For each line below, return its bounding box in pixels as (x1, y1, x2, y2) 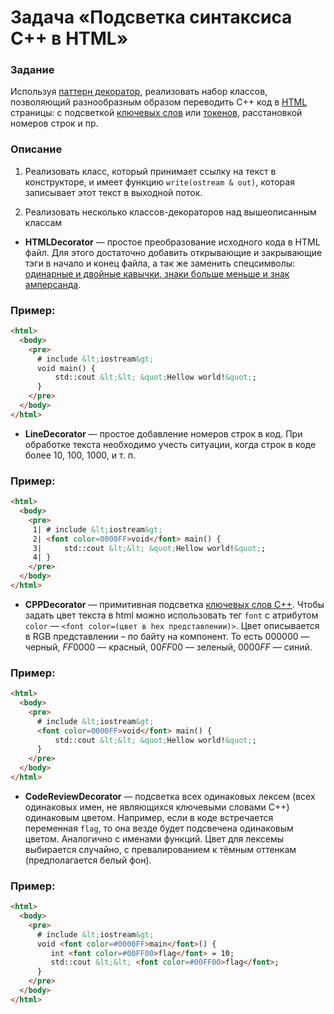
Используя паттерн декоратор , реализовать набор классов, (10, 86, 268, 98)
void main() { (36, 363, 97, 373)
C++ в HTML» (10, 27, 129, 50)
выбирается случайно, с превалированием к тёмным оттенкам (24, 843, 297, 855)
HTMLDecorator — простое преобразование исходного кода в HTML (24, 236, 321, 248)
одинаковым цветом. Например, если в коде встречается (24, 811, 274, 823)
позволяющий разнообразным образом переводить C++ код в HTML (10, 96, 308, 108)
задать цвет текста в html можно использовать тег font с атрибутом (24, 609, 319, 621)
